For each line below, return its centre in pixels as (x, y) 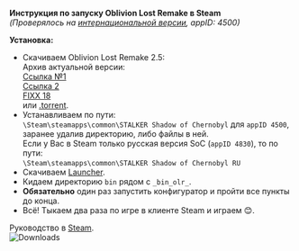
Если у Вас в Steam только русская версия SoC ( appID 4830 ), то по (150, 143)
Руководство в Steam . (52, 228)
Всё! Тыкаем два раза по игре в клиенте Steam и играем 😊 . (138, 210)
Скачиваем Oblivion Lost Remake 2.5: (93, 57)
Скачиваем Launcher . (63, 172)
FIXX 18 (36, 95)
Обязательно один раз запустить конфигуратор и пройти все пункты (156, 191)
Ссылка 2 (41, 86)
